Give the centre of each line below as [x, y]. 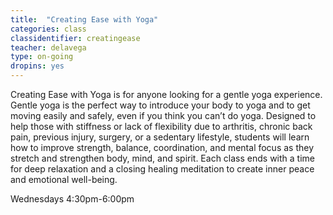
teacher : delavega [48, 47]
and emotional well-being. [64, 179]
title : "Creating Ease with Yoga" [84, 19]
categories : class [48, 29]
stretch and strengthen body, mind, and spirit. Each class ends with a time [162, 158]
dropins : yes [37, 66]
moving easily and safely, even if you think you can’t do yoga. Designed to [163, 115]
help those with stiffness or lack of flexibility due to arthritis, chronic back [161, 126]
